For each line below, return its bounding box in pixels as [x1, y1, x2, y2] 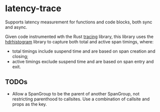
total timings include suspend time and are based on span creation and [12, 48, 156, 54]
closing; [12, 53, 28, 59]
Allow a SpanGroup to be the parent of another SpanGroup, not [12, 91, 140, 96]
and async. [5, 24, 28, 30]
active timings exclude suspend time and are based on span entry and [12, 58, 154, 64]
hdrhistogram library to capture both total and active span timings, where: [5, 38, 154, 44]
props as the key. [12, 101, 47, 107]
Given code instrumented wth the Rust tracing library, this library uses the [5, 34, 154, 39]
